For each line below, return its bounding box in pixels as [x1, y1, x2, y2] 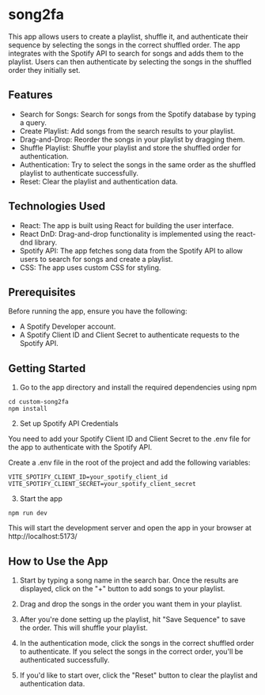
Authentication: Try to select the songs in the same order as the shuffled [19, 160, 256, 169]
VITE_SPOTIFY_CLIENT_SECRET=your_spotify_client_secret [8, 480, 196, 488]
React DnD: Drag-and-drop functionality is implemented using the [19, 229, 235, 238]
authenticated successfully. [19, 655, 110, 664]
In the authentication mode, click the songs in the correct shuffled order [19, 639, 255, 648]
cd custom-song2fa [8, 398, 69, 406]
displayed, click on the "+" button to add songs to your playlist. [19, 584, 225, 593]
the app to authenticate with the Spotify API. [8, 442, 153, 452]
